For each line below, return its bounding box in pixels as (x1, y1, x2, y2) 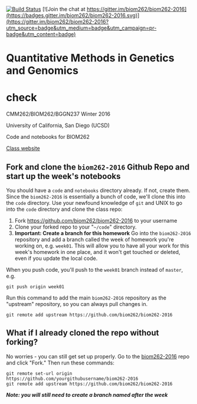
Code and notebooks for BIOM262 (6, 133, 90, 141)
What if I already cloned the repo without (6, 328, 159, 338)
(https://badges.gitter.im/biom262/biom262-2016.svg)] (6, 12, 140, 19)
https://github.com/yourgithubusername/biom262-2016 (6, 376, 139, 382)
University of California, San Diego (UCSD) (6, 122, 110, 129)
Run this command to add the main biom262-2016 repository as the (6, 294, 167, 301)
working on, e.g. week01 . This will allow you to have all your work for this (14, 242, 190, 249)
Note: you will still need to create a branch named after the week (6, 391, 168, 398)
